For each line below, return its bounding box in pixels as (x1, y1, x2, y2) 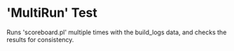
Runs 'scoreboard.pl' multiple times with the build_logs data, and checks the (6, 28, 227, 36)
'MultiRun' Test (6, 5, 97, 21)
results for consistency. (6, 35, 74, 43)
